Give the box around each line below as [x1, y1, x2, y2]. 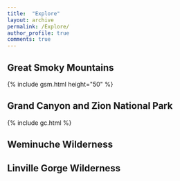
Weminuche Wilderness [7, 139, 113, 150]
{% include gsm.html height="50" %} [7, 80, 114, 88]
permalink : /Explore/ [7, 23, 70, 30]
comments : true [7, 36, 51, 43]
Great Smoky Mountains [7, 62, 114, 74]
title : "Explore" [7, 10, 60, 17]
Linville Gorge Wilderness [7, 162, 121, 174]
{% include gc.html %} [7, 119, 72, 127]
